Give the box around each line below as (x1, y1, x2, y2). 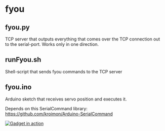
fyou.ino (5, 83, 32, 92)
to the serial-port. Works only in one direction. (5, 41, 99, 47)
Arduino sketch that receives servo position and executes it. (5, 96, 127, 102)
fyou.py (5, 23, 30, 32)
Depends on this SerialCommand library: (5, 105, 88, 111)
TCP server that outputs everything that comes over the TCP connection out (5, 36, 161, 42)
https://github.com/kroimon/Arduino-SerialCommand (5, 111, 113, 117)
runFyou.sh (5, 56, 41, 64)
